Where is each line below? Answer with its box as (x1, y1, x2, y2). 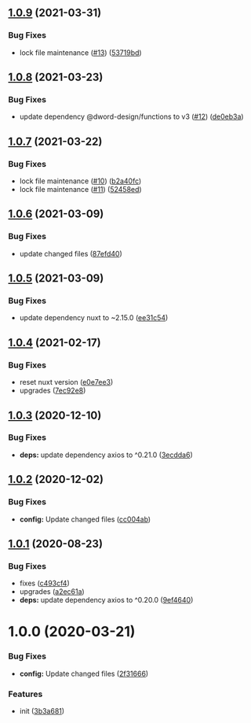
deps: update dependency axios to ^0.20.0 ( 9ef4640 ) (19, 596, 194, 605)
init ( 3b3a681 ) (19, 706, 65, 715)
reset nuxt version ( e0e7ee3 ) (19, 378, 114, 387)
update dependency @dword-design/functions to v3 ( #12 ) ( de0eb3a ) (19, 112, 245, 121)
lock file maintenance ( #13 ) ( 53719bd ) (19, 47, 143, 57)
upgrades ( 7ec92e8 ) (19, 385, 86, 396)
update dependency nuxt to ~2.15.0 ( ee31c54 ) (19, 313, 169, 323)
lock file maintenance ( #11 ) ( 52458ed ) (19, 185, 143, 194)
